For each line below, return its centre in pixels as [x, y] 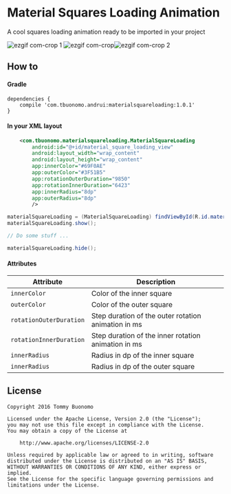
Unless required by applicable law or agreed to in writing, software [110, 455]
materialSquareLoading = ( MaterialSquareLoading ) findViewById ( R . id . [109, 217]
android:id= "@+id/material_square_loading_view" [103, 147]
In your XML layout [35, 126]
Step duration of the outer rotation [146, 316]
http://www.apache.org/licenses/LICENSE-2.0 [84, 443]
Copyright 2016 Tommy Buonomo [51, 407]
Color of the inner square [132, 294]
